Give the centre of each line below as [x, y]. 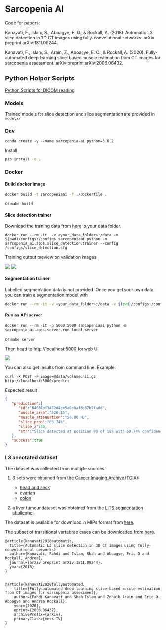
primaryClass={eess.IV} [39, 619]
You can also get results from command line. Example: [61, 367]
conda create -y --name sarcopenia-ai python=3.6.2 [59, 141]
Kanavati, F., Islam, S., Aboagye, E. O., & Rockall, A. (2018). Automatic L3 [79, 32]
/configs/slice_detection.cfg [36, 248]
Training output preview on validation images [51, 257]
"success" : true [27, 440]
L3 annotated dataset [31, 458]
